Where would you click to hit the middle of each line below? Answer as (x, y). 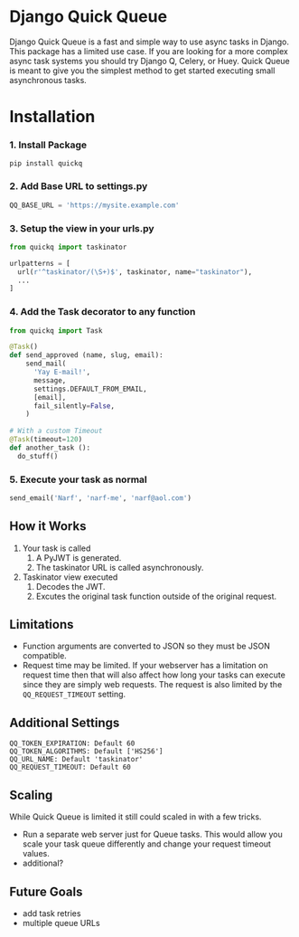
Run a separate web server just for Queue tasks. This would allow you (152, 835)
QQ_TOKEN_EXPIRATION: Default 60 (72, 743)
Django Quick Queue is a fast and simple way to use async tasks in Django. (149, 42)
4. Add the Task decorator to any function (103, 312)
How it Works (48, 526)
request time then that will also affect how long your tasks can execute (154, 675)
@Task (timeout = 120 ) (46, 440)
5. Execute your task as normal (78, 479)
